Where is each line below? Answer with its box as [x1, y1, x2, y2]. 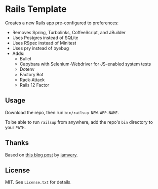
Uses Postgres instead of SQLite [12, 35, 79, 41]
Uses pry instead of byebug [12, 45, 69, 51]
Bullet [19, 55, 32, 61]
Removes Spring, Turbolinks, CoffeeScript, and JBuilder [12, 29, 126, 35]
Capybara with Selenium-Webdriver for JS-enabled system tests [19, 61, 151, 67]
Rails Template [5, 3, 67, 15]
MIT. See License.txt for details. [5, 179, 72, 185]
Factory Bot [19, 71, 43, 77]
